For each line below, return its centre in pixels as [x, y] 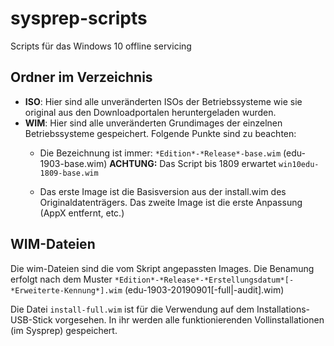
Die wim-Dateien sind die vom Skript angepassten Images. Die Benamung [162, 268]
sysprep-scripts [79, 18]
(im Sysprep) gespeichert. [64, 330]
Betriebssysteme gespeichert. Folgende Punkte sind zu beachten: [160, 133]
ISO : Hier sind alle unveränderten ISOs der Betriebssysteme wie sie [163, 101]
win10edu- [299, 164]
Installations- [283, 309]
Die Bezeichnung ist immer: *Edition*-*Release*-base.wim [160, 153]
